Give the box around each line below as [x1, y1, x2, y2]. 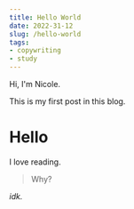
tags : [9, 37, 29, 47]
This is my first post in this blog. [9, 96, 126, 107]
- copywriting [9, 46, 62, 55]
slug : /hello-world [9, 29, 82, 38]
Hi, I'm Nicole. [9, 79, 60, 89]
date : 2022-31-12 [9, 21, 74, 30]
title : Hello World [9, 12, 82, 22]
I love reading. [9, 157, 61, 167]
